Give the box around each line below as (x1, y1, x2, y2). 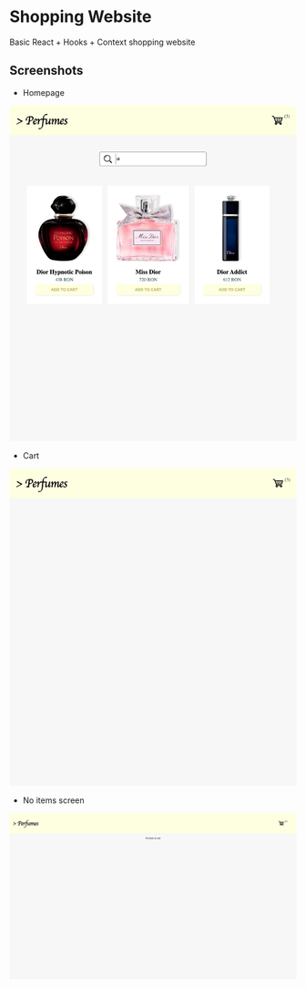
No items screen (22, 795, 85, 806)
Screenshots (9, 63, 84, 78)
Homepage (22, 87, 66, 98)
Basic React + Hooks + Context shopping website (9, 36, 196, 47)
